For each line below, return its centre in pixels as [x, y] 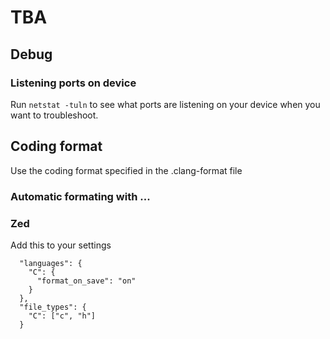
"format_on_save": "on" [86, 281]
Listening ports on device [73, 83]
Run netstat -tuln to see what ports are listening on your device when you [165, 104]
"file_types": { [53, 307]
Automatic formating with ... [80, 196]
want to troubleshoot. [54, 115]
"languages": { [51, 263]
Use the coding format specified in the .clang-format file [126, 170]
